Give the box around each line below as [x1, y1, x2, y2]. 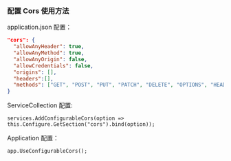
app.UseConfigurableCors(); [7, 148, 88, 155]
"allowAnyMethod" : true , [13, 50, 85, 56]
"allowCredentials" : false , [13, 62, 94, 69]
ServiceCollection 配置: [7, 101, 74, 109]
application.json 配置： [7, 23, 72, 32]
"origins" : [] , [13, 69, 57, 76]
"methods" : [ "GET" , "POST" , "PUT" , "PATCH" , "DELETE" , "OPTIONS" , [13, 81, 208, 89]
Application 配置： [7, 134, 60, 142]
